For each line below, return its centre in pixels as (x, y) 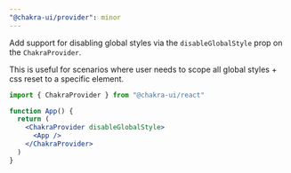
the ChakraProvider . (45, 52)
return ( (33, 119)
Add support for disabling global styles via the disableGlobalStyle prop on (146, 43)
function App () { (41, 111)
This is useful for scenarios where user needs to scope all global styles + (143, 69)
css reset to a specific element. (67, 79)
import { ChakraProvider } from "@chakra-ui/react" (107, 95)
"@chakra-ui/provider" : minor (65, 17)
